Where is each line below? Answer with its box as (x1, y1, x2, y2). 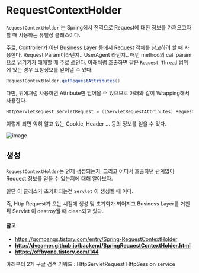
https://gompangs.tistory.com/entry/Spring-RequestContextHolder (14, 235, 178, 243)
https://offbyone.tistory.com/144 (14, 248, 99, 255)
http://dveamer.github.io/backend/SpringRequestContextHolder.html (14, 242, 191, 249)
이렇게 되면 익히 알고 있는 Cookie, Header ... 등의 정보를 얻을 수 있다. (6, 120, 167, 127)
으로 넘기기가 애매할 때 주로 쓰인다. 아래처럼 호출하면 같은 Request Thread (6, 59, 178, 66)
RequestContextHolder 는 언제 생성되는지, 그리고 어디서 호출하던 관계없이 (6, 167, 175, 175)
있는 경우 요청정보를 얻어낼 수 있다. (12, 66, 93, 73)
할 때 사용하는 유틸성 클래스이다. (6, 31, 81, 38)
